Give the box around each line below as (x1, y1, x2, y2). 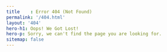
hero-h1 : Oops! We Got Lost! (6, 25, 79, 32)
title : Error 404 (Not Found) (6, 8, 93, 15)
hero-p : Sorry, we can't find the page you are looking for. (6, 31, 162, 37)
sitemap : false (6, 36, 44, 42)
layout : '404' (6, 20, 42, 26)
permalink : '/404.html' (6, 14, 66, 20)
